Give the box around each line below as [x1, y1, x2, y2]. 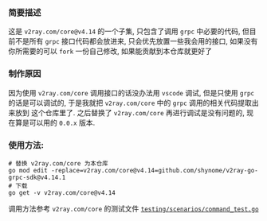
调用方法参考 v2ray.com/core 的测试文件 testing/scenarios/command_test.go [8, 204, 259, 213]
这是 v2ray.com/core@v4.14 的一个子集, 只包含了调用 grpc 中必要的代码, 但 [8, 26, 249, 37]
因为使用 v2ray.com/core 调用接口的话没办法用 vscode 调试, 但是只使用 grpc [8, 87, 255, 97]
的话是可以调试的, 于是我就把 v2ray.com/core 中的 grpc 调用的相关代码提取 [8, 98, 253, 107]
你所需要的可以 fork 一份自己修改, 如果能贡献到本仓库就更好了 [8, 46, 213, 56]
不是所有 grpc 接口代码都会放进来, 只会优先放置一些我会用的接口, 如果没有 [14, 37, 258, 46]
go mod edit [8, 166, 48, 174]
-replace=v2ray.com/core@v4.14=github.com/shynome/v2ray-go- [50, 166, 259, 174]
